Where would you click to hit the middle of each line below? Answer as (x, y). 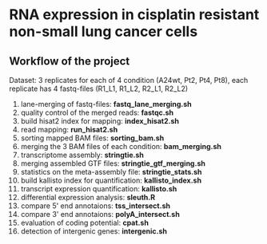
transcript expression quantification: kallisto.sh (99, 189)
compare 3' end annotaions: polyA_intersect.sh (100, 214)
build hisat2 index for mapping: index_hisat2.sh (100, 121)
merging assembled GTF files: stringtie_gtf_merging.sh (113, 163)
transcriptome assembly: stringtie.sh (82, 155)
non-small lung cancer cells (104, 31)
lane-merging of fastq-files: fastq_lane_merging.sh (106, 104)
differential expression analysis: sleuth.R (88, 197)
